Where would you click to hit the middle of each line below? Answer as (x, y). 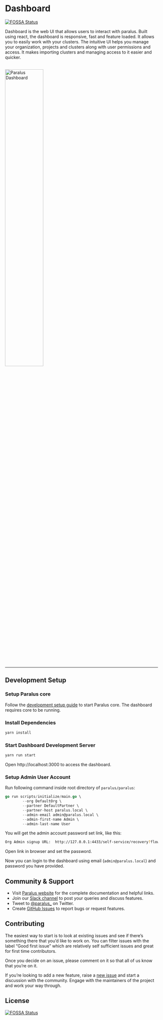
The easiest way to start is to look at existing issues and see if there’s (74, 935)
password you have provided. (35, 866)
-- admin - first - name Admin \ (51, 819)
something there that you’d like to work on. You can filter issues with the (77, 941)
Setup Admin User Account (38, 777)
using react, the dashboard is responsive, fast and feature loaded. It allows (80, 37)
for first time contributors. (31, 951)
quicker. (13, 57)
